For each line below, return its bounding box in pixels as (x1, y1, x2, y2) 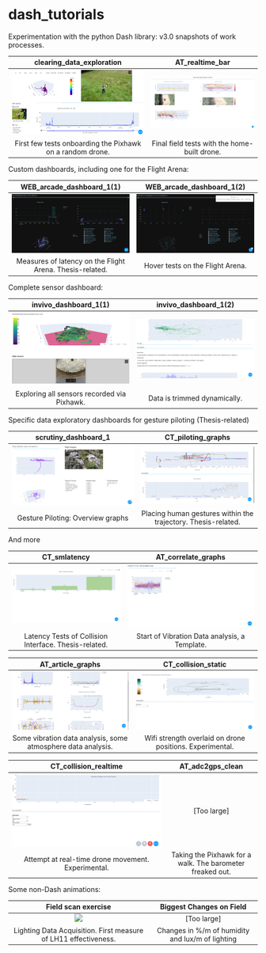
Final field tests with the (151, 139, 230, 148)
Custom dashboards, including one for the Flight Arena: (8, 165, 189, 174)
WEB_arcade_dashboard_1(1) (20, 182, 121, 192)
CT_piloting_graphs (165, 433, 231, 442)
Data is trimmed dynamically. (148, 393, 243, 403)
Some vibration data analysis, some (12, 734, 128, 743)
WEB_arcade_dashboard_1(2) (145, 182, 246, 192)
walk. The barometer (177, 859, 245, 868)
